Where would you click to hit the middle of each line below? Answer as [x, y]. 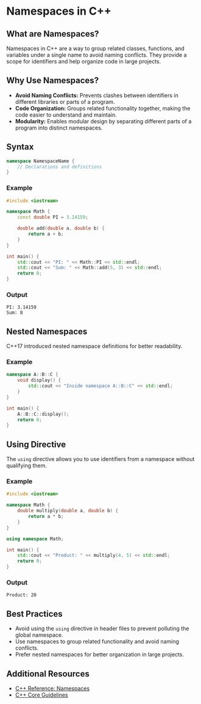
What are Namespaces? [53, 34]
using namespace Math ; [35, 539]
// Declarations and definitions [60, 167]
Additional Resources [48, 674]
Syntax [20, 147]
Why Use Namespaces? [53, 81]
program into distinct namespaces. [59, 128]
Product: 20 [21, 595]
